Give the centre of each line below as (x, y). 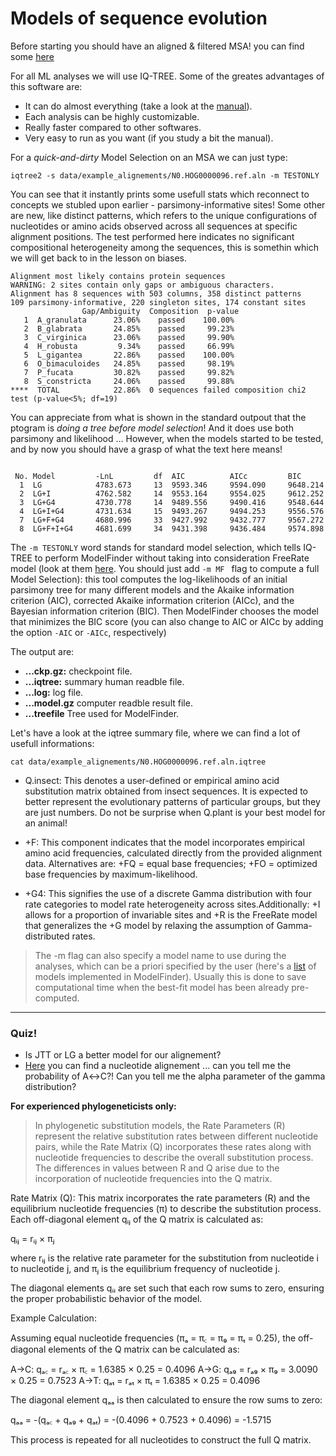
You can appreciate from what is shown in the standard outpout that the (158, 417)
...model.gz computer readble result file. (108, 703)
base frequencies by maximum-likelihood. (111, 874)
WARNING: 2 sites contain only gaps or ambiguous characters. (142, 285)
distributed (47, 936)
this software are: (46, 86)
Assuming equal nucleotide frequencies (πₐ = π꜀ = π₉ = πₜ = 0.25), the (153, 1338)
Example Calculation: (53, 1318)
